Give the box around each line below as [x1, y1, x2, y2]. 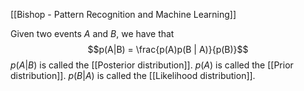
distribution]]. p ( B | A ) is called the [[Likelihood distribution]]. [10, 70, 256, 81]
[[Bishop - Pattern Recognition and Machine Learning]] [10, 9, 237, 20]
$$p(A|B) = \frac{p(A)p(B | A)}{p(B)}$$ [87, 44, 249, 55]
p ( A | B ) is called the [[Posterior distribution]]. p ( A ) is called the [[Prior [10, 59, 294, 71]
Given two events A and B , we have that [10, 28, 175, 39]
